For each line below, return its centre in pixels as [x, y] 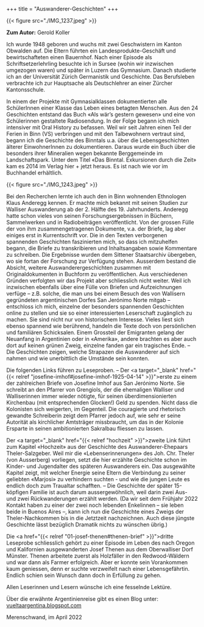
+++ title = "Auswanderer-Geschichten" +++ [62, 9]
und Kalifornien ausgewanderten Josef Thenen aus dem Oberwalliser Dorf [100, 549]
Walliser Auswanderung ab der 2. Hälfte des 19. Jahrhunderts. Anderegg [97, 209]
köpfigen [17, 492]
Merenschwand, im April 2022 [44, 617]
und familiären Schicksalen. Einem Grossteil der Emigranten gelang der [95, 332]
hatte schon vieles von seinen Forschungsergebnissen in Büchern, [90, 216]
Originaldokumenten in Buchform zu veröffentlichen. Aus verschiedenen [97, 274]
